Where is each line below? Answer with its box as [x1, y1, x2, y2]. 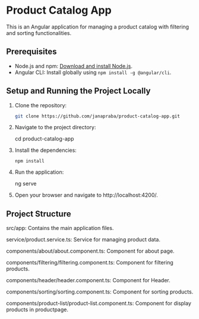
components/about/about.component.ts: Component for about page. [6, 247, 175, 255]
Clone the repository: [14, 101, 67, 109]
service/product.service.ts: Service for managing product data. [6, 236, 161, 243]
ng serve [14, 180, 37, 187]
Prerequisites [6, 47, 57, 57]
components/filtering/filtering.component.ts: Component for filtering [6, 259, 173, 266]
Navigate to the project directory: [14, 124, 96, 131]
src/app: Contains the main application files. [6, 225, 114, 232]
